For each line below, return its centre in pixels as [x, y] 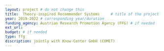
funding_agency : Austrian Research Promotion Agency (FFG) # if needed [80, 23]
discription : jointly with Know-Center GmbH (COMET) [60, 41]
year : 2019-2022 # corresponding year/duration [55, 18]
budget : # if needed [26, 32]
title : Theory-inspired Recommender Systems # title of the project [82, 14]
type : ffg [15, 37]
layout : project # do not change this [45, 9]
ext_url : [14, 28]
